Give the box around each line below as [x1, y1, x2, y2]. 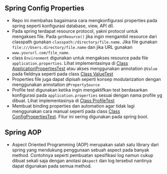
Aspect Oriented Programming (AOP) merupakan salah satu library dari [12, 141, 159, 147]
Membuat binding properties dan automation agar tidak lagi [12, 103, 135, 109]
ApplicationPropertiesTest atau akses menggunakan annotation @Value [12, 65, 158, 71]
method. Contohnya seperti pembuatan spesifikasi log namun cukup [12, 152, 153, 158]
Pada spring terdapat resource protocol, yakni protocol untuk [12, 28, 138, 34]
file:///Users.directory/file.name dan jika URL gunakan [12, 44, 132, 50]
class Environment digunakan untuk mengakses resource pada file [12, 55, 148, 61]
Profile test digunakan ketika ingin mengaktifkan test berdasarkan [12, 86, 148, 93]
